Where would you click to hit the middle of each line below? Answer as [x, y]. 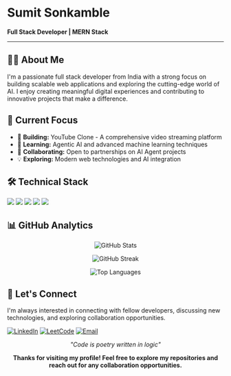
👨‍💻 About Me [36, 60]
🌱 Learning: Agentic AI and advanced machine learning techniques [112, 144]
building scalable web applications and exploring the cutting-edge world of [113, 83]
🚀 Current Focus [43, 120]
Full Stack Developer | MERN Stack [58, 32]
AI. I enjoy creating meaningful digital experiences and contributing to [106, 91]
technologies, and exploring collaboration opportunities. [87, 318]
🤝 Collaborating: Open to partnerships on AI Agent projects [102, 151]
